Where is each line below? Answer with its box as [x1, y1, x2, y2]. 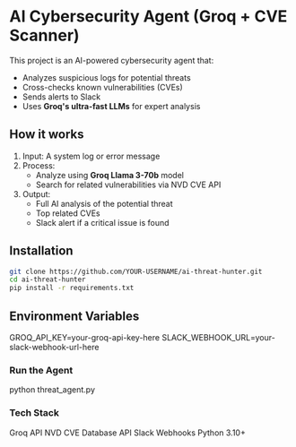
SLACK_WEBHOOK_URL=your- [161, 332, 275, 342]
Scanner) [9, 25, 80, 46]
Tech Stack [9, 407, 60, 419]
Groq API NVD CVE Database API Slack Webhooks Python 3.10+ [9, 427, 247, 438]
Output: [22, 188, 51, 199]
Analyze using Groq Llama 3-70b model [35, 169, 184, 180]
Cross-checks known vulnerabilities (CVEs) [22, 82, 184, 92]
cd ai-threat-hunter [9, 275, 87, 284]
